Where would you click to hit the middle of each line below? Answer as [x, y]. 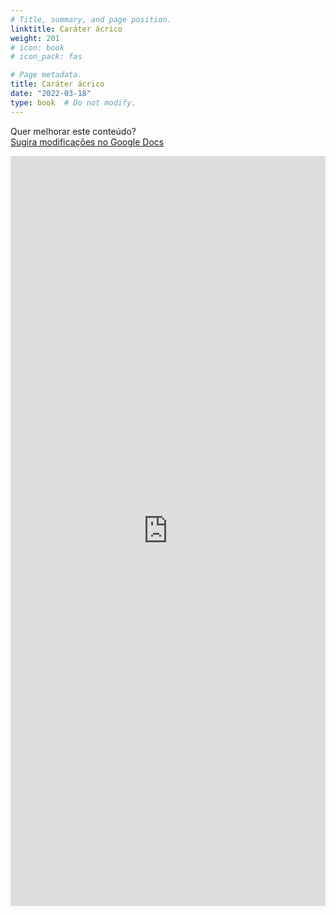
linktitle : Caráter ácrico [66, 29]
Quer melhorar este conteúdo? [73, 131]
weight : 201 [35, 38]
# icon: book [37, 47]
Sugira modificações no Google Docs [87, 142]
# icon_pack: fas [46, 57]
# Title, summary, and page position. [91, 19]
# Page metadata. [46, 75]
